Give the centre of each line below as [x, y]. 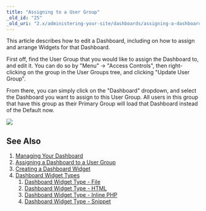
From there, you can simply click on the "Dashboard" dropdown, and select [101, 91]
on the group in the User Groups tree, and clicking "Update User [109, 72]
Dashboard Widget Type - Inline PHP [71, 195]
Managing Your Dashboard [49, 156]
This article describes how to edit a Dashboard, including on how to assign [101, 41]
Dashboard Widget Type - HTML [66, 188]
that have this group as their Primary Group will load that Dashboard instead [102, 104]
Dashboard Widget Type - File [63, 182]
